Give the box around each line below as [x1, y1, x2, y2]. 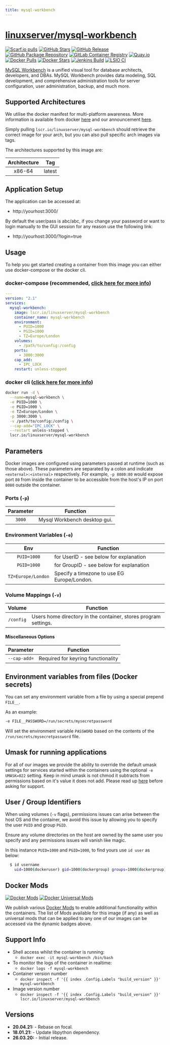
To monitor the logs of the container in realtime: [12, 960, 112, 966]
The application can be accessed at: [5, 199, 81, 205]
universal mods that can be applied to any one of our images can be [5, 915, 147, 921]
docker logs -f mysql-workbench [20, 966, 89, 971]
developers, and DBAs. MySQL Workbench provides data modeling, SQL [5, 72, 156, 78]
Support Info [5, 935, 46, 944]
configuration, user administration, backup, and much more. [5, 83, 131, 89]
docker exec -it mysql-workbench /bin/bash [20, 955, 114, 960]
